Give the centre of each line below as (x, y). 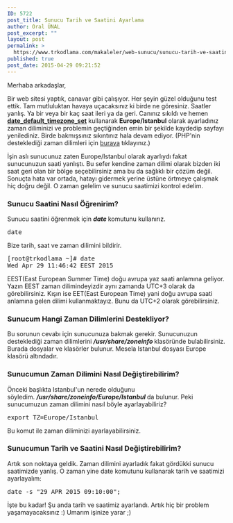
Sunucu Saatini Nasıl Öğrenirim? (63, 204)
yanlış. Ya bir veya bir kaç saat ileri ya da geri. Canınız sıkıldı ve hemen (108, 113)
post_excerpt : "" (32, 33)
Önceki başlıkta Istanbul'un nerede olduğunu (71, 389)
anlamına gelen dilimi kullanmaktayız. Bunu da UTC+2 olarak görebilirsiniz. (113, 301)
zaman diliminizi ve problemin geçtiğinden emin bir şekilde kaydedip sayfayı (115, 128)
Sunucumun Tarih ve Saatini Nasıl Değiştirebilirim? (94, 449)
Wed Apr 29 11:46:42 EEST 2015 (60, 265)
